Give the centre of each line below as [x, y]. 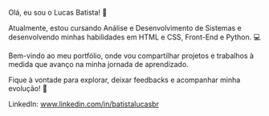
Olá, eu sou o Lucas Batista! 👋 [58, 12]
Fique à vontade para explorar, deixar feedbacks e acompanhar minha [124, 80]
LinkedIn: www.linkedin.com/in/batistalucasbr [84, 104]
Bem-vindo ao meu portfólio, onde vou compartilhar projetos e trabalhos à [131, 56]
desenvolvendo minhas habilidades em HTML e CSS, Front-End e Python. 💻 [134, 37]
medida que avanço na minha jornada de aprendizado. [98, 64]
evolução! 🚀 [28, 88]
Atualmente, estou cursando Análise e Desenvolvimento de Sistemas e [125, 28]
